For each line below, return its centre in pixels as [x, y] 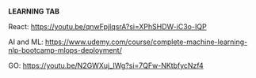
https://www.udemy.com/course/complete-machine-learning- [146, 42]
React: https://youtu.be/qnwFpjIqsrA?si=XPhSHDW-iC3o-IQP [108, 26]
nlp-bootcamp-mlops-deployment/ [65, 50]
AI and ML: [26, 42]
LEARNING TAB [34, 11]
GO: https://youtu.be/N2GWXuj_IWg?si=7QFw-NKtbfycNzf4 [106, 65]
